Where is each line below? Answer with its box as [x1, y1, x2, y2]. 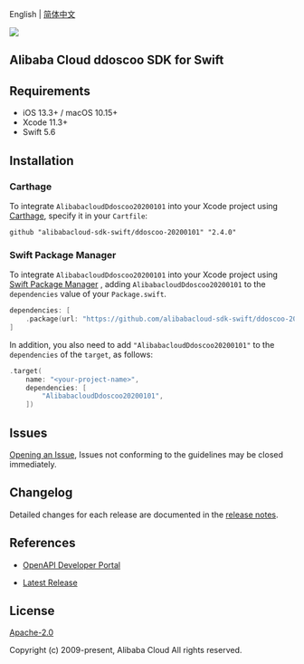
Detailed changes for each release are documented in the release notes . [9, 509, 279, 520]
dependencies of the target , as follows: [9, 349, 154, 360]
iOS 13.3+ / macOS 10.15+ [22, 108, 119, 119]
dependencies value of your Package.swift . [9, 289, 167, 300]
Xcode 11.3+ [22, 117, 68, 128]
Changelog [9, 485, 73, 501]
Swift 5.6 [22, 127, 56, 138]
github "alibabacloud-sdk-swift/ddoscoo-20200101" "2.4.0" [9, 227, 237, 236]
